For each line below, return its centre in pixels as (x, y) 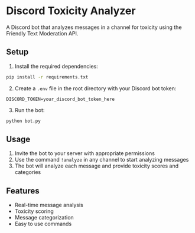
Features (23, 191)
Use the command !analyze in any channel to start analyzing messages (102, 160)
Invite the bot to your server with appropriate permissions (85, 153)
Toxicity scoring (34, 211)
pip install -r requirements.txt (47, 77)
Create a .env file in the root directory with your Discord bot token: (95, 88)
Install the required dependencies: (56, 66)
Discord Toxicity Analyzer (71, 11)
